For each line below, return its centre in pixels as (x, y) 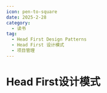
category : (19, 23)
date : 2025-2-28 (26, 17)
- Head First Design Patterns (49, 39)
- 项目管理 (23, 51)
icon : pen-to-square (32, 12)
